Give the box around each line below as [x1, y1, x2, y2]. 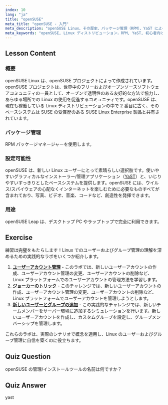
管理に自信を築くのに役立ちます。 [13, 337, 83, 343]
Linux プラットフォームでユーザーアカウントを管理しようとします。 [12, 295, 151, 301]
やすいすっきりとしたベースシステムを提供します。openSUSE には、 [5, 180, 146, 186]
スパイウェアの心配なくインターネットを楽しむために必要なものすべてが [11, 186, 160, 192]
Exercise [5, 233, 33, 242]
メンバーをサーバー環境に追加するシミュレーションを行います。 [21, 308, 152, 314]
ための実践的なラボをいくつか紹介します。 [13, 254, 101, 260]
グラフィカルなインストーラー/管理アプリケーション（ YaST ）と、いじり [13, 173, 161, 179]
